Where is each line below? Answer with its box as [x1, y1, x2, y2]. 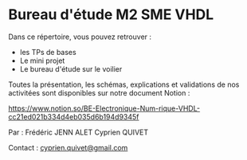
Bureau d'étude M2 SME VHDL [8, 6, 214, 24]
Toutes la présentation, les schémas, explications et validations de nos [8, 80, 240, 89]
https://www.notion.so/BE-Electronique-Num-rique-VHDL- [8, 103, 201, 113]
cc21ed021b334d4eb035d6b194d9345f [8, 111, 139, 121]
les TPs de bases [19, 47, 77, 57]
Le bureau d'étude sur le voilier [19, 64, 123, 73]
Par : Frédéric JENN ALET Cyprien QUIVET [8, 127, 149, 137]
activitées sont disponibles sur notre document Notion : [8, 88, 190, 97]
